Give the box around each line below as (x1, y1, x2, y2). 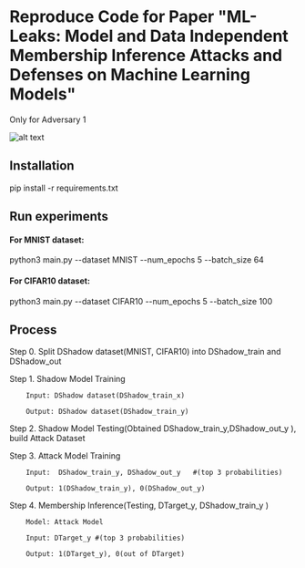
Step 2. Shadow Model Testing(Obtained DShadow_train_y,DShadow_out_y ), (9, 423, 297, 434)
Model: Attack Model (25, 518, 104, 527)
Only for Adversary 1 (9, 114, 86, 125)
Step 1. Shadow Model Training (9, 374, 126, 385)
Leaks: (9, 26, 62, 46)
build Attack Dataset (9, 433, 86, 444)
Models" (9, 84, 76, 105)
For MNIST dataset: (9, 234, 85, 245)
